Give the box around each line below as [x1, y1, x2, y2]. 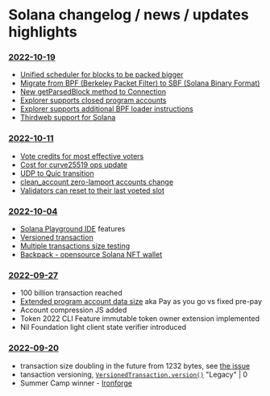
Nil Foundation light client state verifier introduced [19, 323, 187, 332]
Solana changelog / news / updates [8, 6, 249, 24]
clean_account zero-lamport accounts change [19, 177, 174, 186]
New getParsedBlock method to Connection [19, 87, 167, 97]
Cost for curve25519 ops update [19, 160, 127, 169]
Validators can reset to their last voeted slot [19, 185, 165, 195]
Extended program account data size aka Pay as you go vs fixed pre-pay [19, 297, 263, 306]
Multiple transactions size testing [19, 241, 131, 251]
